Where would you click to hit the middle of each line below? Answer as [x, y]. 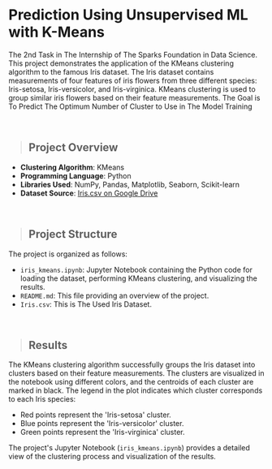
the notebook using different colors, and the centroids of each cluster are [131, 382]
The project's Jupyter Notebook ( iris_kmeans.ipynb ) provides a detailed [129, 448]
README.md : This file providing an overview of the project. [114, 295]
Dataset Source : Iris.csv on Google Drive [89, 193]
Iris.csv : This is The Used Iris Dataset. [86, 304]
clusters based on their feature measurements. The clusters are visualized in [136, 373]
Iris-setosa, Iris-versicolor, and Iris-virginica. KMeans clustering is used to [132, 89]
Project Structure [73, 234]
